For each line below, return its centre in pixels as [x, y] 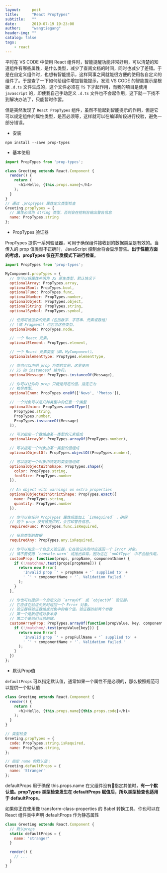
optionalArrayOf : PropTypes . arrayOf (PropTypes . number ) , [69, 439]
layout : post [23, 10]
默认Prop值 [24, 671]
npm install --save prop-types [38, 142]
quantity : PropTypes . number [43, 503]
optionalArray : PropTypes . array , [44, 283]
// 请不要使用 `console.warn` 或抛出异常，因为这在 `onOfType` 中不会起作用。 [85, 554]
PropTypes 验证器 [30, 232]
